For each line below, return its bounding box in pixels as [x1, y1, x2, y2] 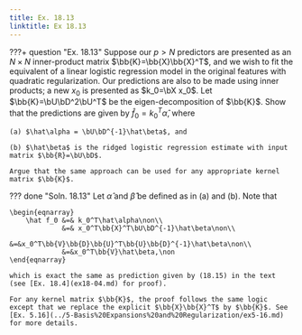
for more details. [9, 318, 78, 328]
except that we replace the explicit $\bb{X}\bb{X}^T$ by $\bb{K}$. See [9, 302, 288, 312]
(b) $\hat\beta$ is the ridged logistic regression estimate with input [9, 143, 288, 152]
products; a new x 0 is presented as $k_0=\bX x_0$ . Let [9, 85, 213, 98]
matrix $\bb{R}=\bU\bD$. [9, 151, 103, 160]
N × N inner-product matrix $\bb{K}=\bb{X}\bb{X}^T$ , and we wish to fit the [9, 56, 294, 67]
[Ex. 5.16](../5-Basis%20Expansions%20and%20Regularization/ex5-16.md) [9, 311, 284, 320]
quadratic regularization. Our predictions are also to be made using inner [9, 75, 279, 86]
